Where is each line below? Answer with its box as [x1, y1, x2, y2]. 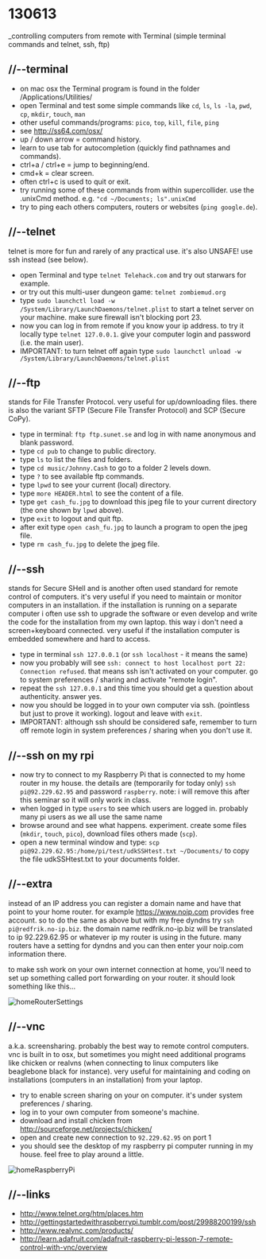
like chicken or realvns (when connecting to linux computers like [8, 1058, 219, 1067]
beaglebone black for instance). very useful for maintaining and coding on [8, 1067, 251, 1076]
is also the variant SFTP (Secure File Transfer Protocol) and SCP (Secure [8, 406, 246, 415]
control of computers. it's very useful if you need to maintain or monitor [8, 592, 242, 601]
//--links [8, 1188, 51, 1202]
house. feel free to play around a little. [19, 1149, 145, 1159]
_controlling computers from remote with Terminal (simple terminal [8, 31, 226, 41]
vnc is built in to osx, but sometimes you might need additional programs [8, 1049, 246, 1059]
